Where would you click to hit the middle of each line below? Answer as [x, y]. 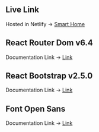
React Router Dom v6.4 [49, 43]
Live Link [23, 10]
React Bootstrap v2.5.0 [49, 76]
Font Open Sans [36, 109]
